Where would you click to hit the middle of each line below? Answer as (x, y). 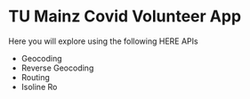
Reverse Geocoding (57, 68)
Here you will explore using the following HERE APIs (103, 41)
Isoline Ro (39, 87)
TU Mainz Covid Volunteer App (125, 16)
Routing (36, 77)
